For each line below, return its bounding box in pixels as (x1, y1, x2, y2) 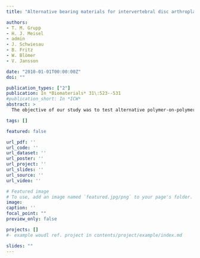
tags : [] (6, 117, 28, 123)
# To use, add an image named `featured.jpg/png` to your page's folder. (6, 194, 193, 200)
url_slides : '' (6, 167, 44, 173)
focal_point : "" (6, 211, 46, 216)
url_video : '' (6, 177, 42, 184)
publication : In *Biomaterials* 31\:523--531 (6, 90, 121, 97)
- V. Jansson (6, 58, 39, 64)
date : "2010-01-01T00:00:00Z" (6, 69, 82, 75)
